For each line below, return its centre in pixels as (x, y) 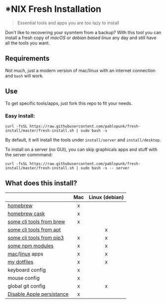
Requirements (27, 59)
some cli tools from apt (34, 230)
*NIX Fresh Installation (53, 9)
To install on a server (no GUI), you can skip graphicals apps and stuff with (81, 149)
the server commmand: (29, 154)
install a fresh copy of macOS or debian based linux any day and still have (81, 38)
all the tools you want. (28, 43)
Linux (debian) (106, 197)
